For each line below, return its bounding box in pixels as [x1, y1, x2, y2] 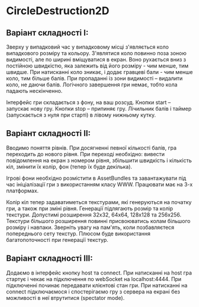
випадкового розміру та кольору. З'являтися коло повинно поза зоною [6, 50, 187, 57]
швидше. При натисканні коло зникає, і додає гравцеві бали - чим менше [6, 69, 193, 75]
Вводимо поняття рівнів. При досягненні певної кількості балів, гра [6, 144, 176, 151]
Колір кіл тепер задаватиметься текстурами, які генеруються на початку [6, 198, 192, 205]
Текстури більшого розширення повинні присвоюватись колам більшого [6, 217, 191, 224]
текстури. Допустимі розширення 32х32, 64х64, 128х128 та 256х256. [6, 211, 182, 218]
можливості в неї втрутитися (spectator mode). [6, 294, 125, 301]
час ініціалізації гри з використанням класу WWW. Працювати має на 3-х [6, 180, 193, 188]
